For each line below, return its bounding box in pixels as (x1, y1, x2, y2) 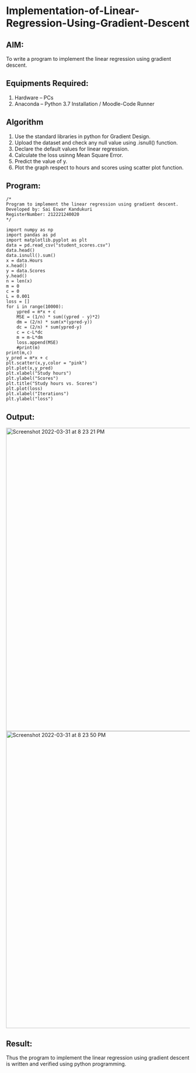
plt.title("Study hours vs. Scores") (6, 380, 98, 387)
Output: (6, 412, 35, 422)
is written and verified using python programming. (6, 1061, 127, 1068)
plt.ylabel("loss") (6, 396, 54, 402)
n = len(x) (6, 278, 33, 284)
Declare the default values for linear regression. (14, 145, 129, 152)
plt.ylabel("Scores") (6, 376, 59, 382)
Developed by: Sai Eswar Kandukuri (6, 207, 93, 212)
